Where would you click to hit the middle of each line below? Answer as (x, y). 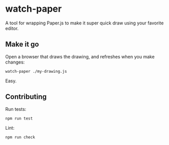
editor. (12, 28)
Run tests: (16, 109)
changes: (15, 62)
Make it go (22, 45)
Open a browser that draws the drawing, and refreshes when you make (80, 56)
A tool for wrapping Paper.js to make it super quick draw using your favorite (84, 23)
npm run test (19, 118)
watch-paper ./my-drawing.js (36, 71)
